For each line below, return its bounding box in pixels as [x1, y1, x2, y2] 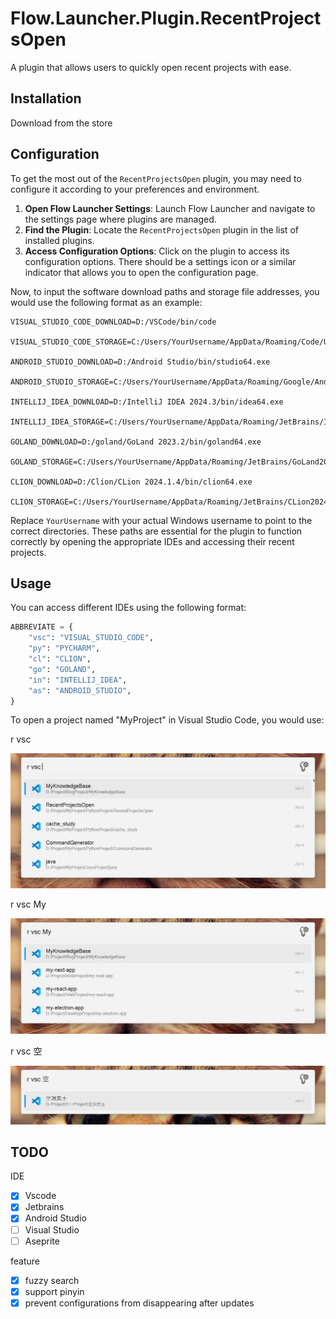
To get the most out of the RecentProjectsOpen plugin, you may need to [10, 172, 302, 184]
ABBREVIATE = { [10, 622, 74, 632]
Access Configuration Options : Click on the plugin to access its [24, 245, 290, 257]
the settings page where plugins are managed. [24, 213, 217, 225]
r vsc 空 [10, 1045, 43, 1057]
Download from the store [10, 117, 113, 129]
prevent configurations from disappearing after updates [24, 1297, 255, 1309]
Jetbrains [24, 1201, 65, 1213]
